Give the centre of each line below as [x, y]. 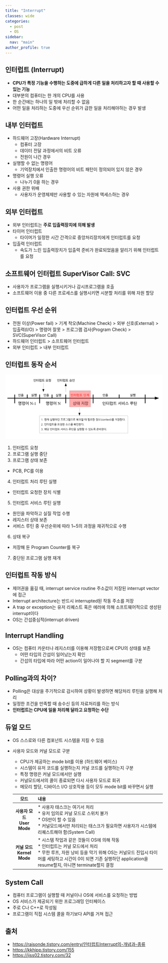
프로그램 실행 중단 [30, 454]
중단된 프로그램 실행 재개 [36, 558]
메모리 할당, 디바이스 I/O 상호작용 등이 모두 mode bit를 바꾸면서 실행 [86, 787]
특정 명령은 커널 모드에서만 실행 [50, 774]
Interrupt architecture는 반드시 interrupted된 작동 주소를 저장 [73, 601]
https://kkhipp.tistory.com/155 [43, 950]
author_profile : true [28, 48]
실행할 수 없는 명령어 [32, 163]
